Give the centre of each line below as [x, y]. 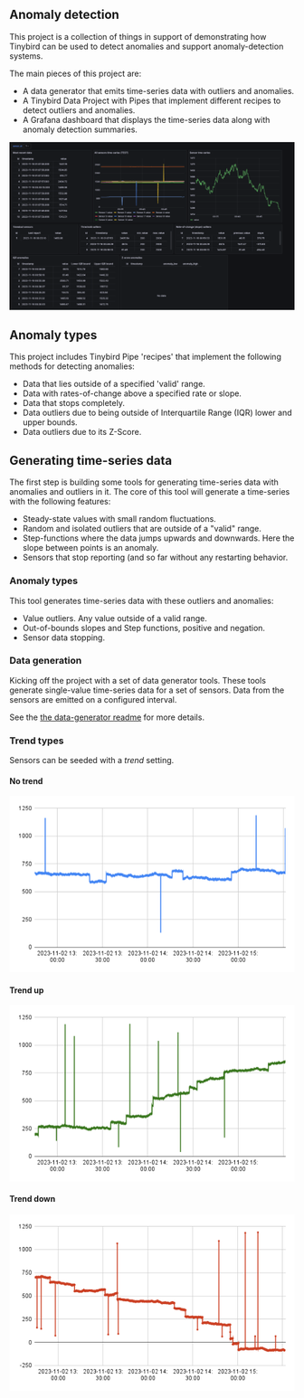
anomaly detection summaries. [80, 129]
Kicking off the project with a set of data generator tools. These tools [138, 680]
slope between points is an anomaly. [90, 548]
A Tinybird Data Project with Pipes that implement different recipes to [152, 100]
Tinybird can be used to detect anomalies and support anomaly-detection [147, 46]
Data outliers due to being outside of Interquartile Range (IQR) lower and [157, 413]
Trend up [27, 990]
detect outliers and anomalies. [79, 110]
